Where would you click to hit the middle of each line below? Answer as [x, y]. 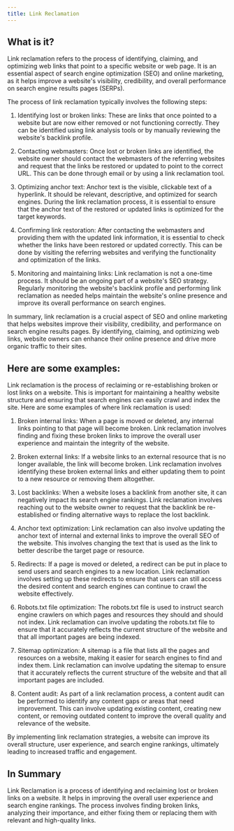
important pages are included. [61, 680]
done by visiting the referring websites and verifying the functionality [117, 253]
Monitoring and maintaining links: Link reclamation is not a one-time [115, 274]
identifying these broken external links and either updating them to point [121, 471]
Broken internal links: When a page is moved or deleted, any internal [116, 421]
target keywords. [42, 216]
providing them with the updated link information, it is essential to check [121, 237]
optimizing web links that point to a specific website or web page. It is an [112, 66]
